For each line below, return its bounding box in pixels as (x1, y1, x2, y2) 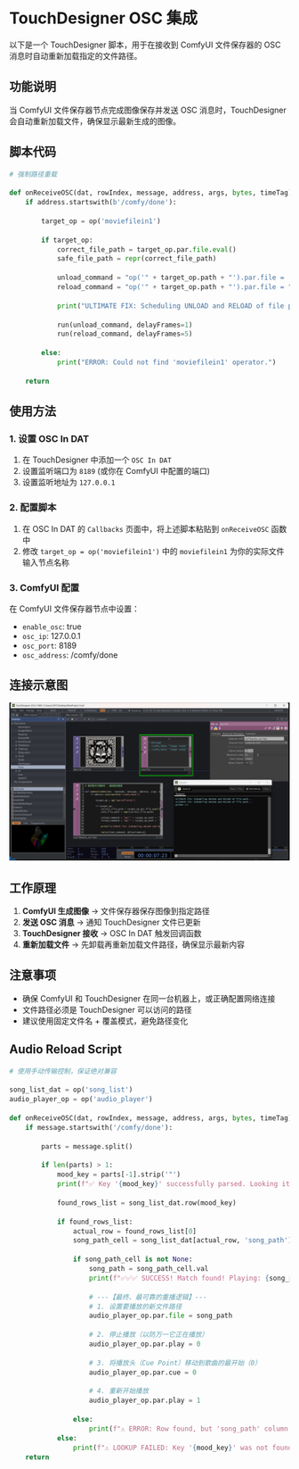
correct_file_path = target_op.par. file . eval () (56, 245, 238, 254)
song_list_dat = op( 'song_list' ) (9, 1085, 133, 1094)
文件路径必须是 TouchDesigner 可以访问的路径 (21, 1004, 192, 1015)
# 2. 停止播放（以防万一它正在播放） (88, 1331, 209, 1340)
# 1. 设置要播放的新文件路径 (88, 1302, 182, 1311)
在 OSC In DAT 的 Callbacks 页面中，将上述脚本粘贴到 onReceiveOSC (21, 523, 270, 534)
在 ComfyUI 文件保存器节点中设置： (9, 603, 140, 614)
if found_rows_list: (56, 1217, 133, 1226)
